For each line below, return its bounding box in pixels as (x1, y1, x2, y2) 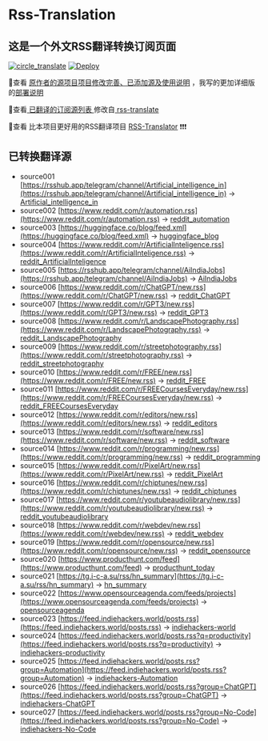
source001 (19, 171, 55, 181)
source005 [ (19, 265, 62, 274)
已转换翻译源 (8, 150, 72, 163)
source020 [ (19, 554, 62, 563)
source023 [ (19, 614, 62, 623)
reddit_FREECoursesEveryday (19, 401, 118, 411)
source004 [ (19, 239, 62, 249)
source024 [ (19, 631, 62, 640)
